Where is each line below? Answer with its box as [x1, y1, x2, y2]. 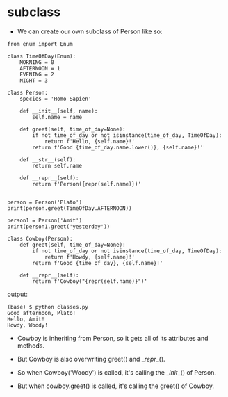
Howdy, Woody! [7, 321, 49, 329]
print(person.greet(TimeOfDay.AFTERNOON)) [7, 204, 132, 212]
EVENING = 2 [19, 71, 54, 78]
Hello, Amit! [7, 316, 45, 323]
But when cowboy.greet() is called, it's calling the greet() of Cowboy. [17, 382, 214, 390]
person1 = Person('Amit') [7, 217, 82, 224]
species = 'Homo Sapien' [19, 95, 92, 102]
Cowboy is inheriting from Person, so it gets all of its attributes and [17, 334, 209, 342]
